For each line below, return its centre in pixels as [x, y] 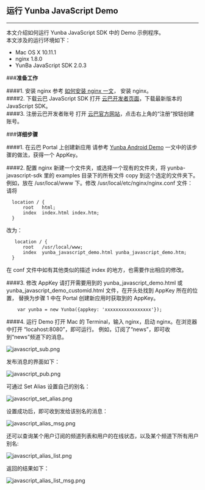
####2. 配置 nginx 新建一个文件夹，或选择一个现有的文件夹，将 [86, 168]
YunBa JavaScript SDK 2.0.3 [51, 65]
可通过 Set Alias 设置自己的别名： [48, 386]
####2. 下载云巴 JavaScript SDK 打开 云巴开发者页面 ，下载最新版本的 [94, 98]
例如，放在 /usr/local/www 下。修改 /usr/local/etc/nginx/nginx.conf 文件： [100, 183]
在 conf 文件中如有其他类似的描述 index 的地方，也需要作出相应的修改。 [97, 269]
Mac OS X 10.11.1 [36, 52]
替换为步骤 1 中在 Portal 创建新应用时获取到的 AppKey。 [88, 298]
